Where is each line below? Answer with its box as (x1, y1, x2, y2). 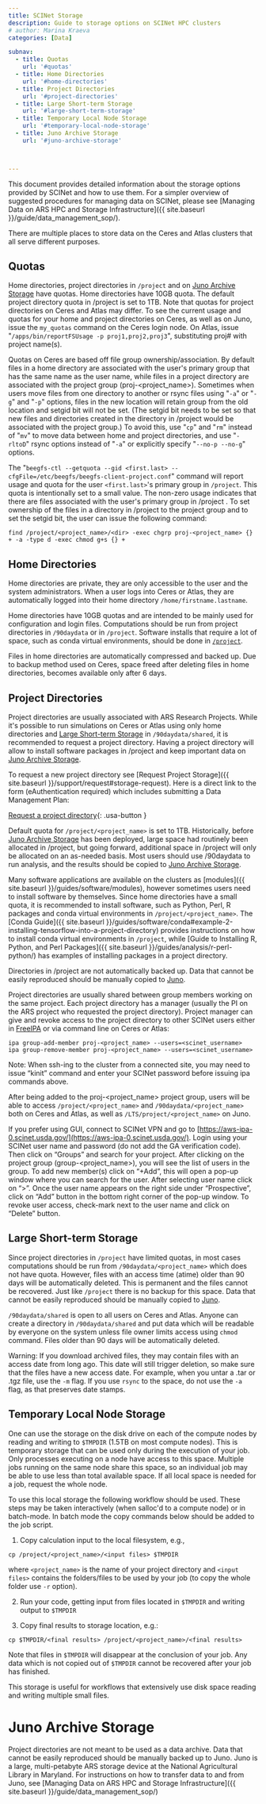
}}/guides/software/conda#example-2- (105, 917, 234, 927)
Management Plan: (8, 795, 70, 805)
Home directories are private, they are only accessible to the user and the (8, 578, 249, 588)
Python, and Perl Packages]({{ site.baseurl (8, 942, 148, 952)
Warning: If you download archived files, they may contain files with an (8, 1350, 239, 1361)
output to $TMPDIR (19, 1605, 77, 1614)
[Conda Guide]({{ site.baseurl (8, 917, 104, 927)
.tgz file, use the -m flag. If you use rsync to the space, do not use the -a (8, 1376, 243, 1385)
